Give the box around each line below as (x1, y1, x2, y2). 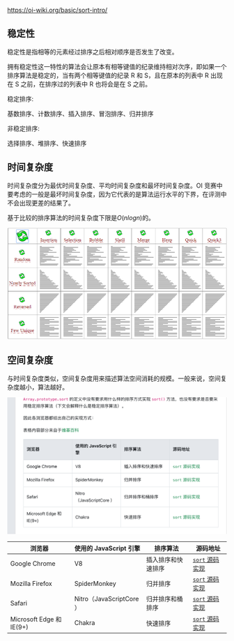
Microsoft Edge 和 (10, 615, 62, 624)
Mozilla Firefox (10, 579, 52, 587)
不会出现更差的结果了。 (7, 199, 75, 207)
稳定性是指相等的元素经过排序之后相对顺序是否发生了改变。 (7, 47, 178, 56)
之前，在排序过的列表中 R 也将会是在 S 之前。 (20, 79, 152, 88)
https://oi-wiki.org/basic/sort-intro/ (7, 6, 108, 14)
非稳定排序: (7, 124, 40, 132)
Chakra (74, 619, 95, 627)
